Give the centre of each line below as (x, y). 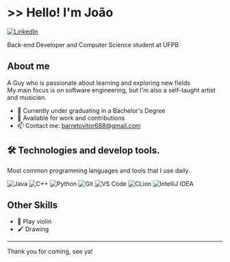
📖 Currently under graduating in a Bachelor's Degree (91, 110)
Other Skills (33, 205)
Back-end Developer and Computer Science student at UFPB (93, 44)
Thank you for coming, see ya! (50, 252)
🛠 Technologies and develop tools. (84, 151)
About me (28, 66)
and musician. (27, 97)
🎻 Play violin (34, 222)
